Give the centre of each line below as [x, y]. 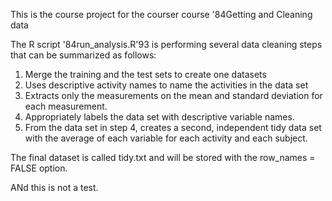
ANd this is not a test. [54, 187]
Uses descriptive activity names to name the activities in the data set [166, 85]
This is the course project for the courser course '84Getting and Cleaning [161, 14]
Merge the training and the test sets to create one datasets [145, 74]
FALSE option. [39, 168]
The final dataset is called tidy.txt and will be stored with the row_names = [163, 157]
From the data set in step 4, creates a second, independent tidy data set [173, 127]
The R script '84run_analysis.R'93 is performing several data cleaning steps [166, 44]
